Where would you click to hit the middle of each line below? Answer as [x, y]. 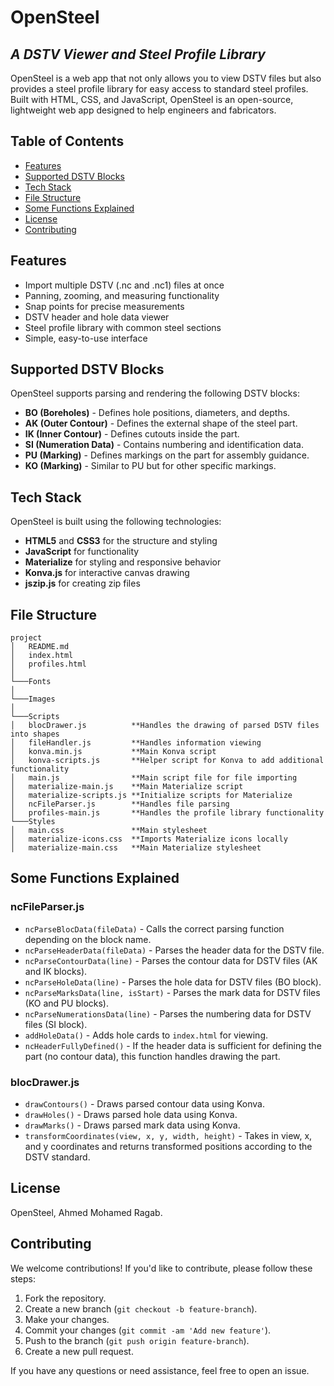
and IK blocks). [56, 971]
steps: [23, 1278]
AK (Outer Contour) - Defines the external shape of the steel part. [161, 423]
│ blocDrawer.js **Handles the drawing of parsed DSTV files [165, 726]
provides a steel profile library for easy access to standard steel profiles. [159, 89]
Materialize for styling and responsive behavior [123, 562]
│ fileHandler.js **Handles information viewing [136, 743]
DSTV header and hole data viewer [97, 317]
